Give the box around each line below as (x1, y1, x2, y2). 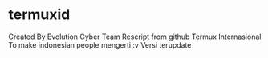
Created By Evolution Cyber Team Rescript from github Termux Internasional (8, 32, 262, 41)
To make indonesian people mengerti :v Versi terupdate (8, 40, 192, 49)
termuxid (8, 6, 71, 24)
